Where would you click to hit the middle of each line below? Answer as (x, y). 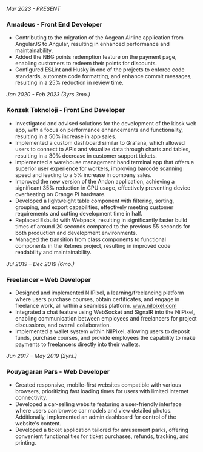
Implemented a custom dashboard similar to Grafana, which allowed (100, 142)
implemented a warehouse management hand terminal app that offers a (105, 162)
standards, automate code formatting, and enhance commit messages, (103, 76)
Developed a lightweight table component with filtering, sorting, (95, 201)
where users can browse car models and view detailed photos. (93, 411)
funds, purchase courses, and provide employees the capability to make (105, 337)
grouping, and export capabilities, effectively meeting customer (94, 207)
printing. (25, 443)
